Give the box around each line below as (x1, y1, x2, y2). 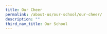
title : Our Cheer (5, 7, 43, 12)
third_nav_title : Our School (5, 21, 68, 26)
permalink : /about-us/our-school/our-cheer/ (5, 12, 102, 17)
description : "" (5, 16, 40, 21)
